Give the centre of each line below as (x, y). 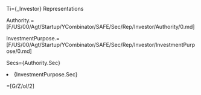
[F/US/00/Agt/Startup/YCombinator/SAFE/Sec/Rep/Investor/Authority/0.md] (101, 27)
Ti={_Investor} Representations (45, 9)
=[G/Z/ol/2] (21, 86)
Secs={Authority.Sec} (33, 63)
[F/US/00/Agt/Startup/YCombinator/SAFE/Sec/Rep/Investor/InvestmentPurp (101, 45)
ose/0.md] (19, 51)
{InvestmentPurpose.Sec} (46, 74)
